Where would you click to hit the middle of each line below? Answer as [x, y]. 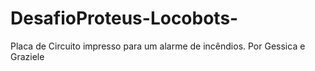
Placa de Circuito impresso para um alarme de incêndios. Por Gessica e [158, 46]
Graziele [27, 56]
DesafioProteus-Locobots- [124, 18]
